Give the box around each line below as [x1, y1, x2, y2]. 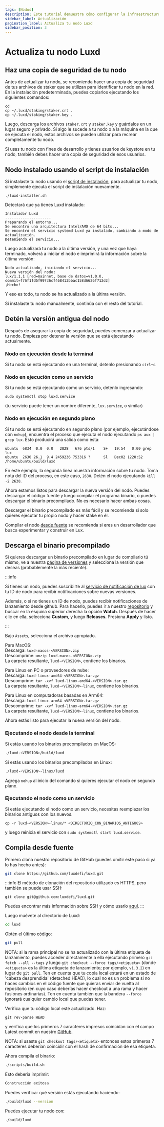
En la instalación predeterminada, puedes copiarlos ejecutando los [5, 89, 139, 95]
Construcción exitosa [5, 1081, 49, 1086]
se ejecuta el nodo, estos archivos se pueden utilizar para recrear [5, 132, 137, 138]
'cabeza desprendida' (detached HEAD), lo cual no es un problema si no [5, 975, 150, 981]
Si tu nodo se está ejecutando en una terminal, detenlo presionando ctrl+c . [5, 362, 157, 368]
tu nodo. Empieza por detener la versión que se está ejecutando [5, 333, 134, 339]
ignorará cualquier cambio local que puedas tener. [5, 996, 106, 1002]
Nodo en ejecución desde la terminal [5, 350, 94, 357]
